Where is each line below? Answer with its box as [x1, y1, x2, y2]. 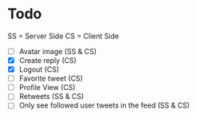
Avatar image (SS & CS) [18, 46, 97, 56]
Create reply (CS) [18, 56, 77, 65]
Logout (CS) [18, 65, 60, 74]
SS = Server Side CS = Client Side [7, 31, 120, 41]
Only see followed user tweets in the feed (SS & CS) [18, 100, 191, 110]
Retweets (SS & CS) [18, 92, 85, 101]
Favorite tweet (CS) [18, 73, 83, 84]
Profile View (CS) [18, 83, 76, 92]
